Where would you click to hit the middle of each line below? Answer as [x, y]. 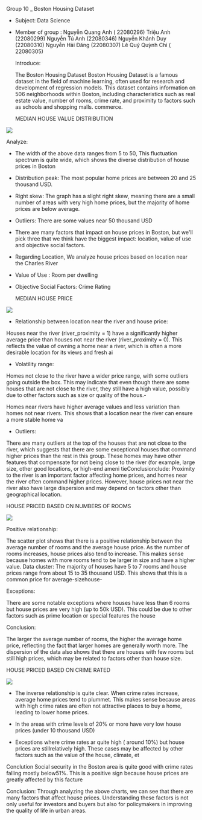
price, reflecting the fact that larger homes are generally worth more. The [97, 645]
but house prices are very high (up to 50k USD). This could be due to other [99, 609]
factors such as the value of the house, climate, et [77, 755]
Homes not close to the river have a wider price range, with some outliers [97, 376]
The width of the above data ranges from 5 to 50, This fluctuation [96, 153]
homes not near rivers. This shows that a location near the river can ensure [99, 413]
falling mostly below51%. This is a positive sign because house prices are [97, 773]
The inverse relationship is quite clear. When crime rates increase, [97, 693]
